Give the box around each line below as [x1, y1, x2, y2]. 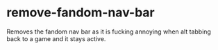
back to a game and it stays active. [6, 34, 106, 42]
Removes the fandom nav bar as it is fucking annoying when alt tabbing [6, 27, 211, 36]
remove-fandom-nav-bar [6, 5, 156, 21]
